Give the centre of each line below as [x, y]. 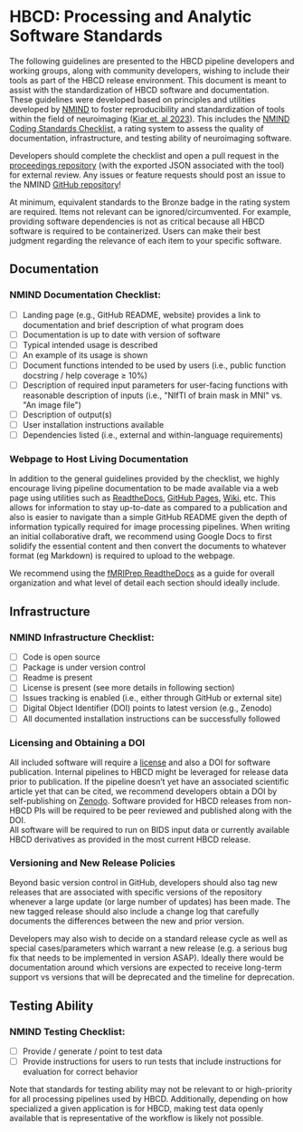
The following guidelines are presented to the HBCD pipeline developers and [152, 61]
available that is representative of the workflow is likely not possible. [137, 1118]
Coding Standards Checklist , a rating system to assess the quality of [137, 128]
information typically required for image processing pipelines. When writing [150, 527]
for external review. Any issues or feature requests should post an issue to [148, 175]
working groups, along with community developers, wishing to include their [150, 71]
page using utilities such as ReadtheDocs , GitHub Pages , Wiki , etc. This [142, 498]
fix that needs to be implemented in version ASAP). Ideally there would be [147, 958]
